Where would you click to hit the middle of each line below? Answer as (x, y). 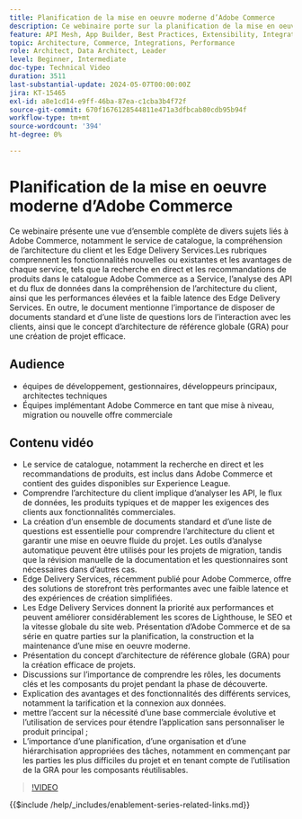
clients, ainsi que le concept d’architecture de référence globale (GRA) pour (149, 326)
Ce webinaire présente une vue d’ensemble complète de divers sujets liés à (149, 231)
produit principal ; (55, 732)
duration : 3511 (38, 76)
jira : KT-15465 (38, 93)
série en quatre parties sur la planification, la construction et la (138, 637)
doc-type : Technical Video (60, 68)
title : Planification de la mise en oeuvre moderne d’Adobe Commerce (142, 18)
